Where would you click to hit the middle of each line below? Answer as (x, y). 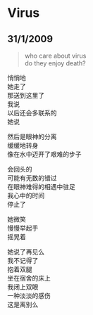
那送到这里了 (26, 95)
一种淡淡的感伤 (29, 296)
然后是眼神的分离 (32, 136)
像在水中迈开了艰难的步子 (44, 154)
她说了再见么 (26, 252)
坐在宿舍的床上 (29, 278)
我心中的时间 (26, 195)
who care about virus (55, 56)
